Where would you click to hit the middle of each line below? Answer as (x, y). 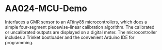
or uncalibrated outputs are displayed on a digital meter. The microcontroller (81, 32)
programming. (19, 42)
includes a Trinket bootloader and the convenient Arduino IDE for (70, 37)
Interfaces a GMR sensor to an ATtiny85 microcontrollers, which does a (76, 22)
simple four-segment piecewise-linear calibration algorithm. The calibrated (80, 27)
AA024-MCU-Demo (46, 8)
